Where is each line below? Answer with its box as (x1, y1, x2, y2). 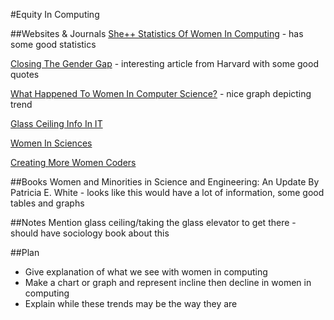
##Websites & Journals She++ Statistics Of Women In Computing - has (10, 28, 304, 39)
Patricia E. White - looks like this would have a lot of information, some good (10, 187, 325, 198)
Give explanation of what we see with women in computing (24, 266, 268, 278)
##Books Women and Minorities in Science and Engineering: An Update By (10, 176, 320, 188)
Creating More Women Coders (10, 157, 137, 168)
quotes (10, 69, 40, 80)
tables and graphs (10, 197, 85, 209)
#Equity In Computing (10, 9, 100, 20)
